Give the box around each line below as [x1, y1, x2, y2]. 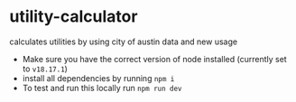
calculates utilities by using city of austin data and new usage [9, 36, 237, 47]
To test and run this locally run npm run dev [22, 82, 182, 93]
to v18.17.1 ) [22, 63, 68, 74]
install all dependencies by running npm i [22, 72, 175, 83]
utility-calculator [9, 6, 138, 27]
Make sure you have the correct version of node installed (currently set [22, 53, 287, 64]
